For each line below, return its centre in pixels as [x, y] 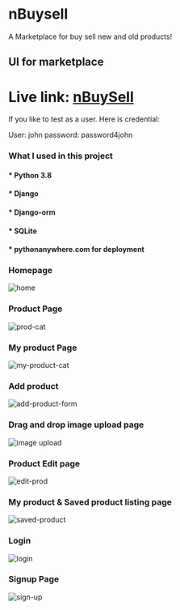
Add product [33, 386]
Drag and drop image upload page [76, 424]
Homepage [30, 271]
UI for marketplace [56, 62]
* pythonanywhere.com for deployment [77, 250]
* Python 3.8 [30, 175]
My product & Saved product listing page [90, 501]
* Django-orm [32, 212]
